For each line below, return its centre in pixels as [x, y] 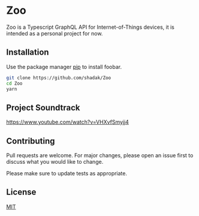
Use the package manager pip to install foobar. [64, 67]
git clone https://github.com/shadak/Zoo [59, 78]
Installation [28, 52]
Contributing [31, 141]
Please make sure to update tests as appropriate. [67, 173]
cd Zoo [14, 83]
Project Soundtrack [43, 108]
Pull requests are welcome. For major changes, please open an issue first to [100, 155]
